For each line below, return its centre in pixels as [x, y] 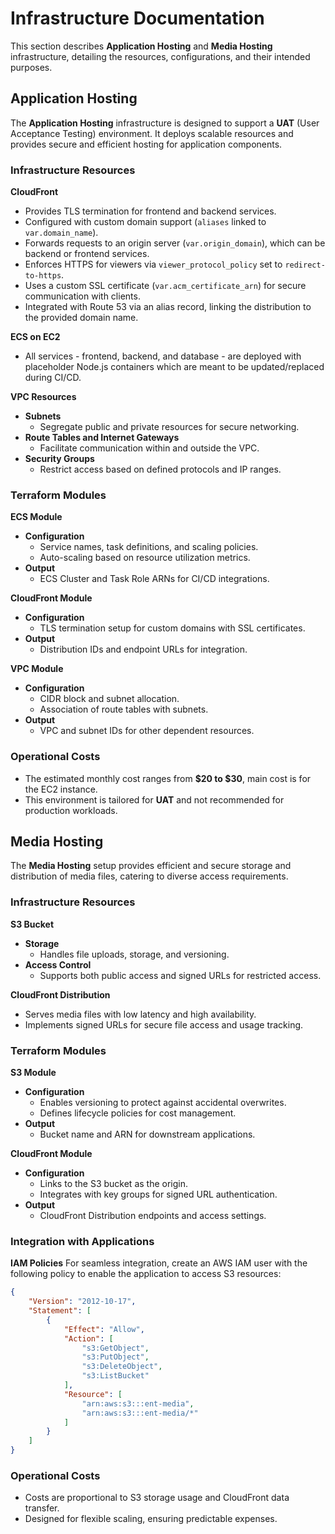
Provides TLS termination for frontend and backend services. [150, 211]
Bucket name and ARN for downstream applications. [147, 1134]
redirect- [305, 265]
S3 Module [33, 1073]
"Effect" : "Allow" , [104, 1329]
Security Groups [59, 459]
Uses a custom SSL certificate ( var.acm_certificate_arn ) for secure [165, 286]
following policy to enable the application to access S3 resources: [146, 1274]
